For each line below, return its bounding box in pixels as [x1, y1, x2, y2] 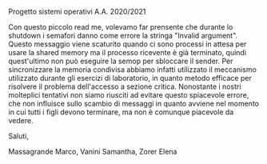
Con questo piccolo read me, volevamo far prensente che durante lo [8, 22, 233, 31]
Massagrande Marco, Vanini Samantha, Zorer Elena [8, 147, 177, 156]
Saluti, [8, 131, 30, 141]
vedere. [8, 116, 34, 125]
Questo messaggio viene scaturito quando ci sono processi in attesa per [8, 39, 247, 49]
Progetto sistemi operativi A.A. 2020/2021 [8, 7, 146, 16]
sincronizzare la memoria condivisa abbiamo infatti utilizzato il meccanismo [8, 65, 257, 74]
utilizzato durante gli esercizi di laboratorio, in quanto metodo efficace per [8, 74, 252, 82]
